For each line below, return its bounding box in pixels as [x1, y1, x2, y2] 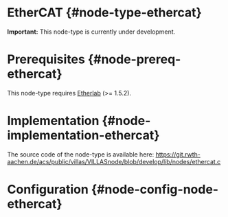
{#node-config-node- [91, 182, 218, 197]
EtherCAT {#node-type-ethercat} [7, 5, 203, 21]
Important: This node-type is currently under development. [7, 27, 176, 36]
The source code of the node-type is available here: [7, 150, 155, 159]
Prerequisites [7, 52, 86, 67]
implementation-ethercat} [7, 128, 160, 144]
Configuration [7, 182, 89, 197]
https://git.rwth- [155, 150, 201, 159]
